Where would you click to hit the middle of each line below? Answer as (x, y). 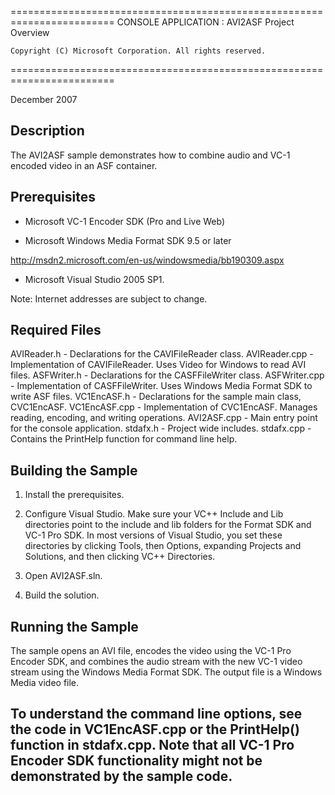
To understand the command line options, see (156, 714)
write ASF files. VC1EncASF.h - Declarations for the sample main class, (156, 397)
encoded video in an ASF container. (84, 165)
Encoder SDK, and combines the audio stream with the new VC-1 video (156, 662)
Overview (30, 32)
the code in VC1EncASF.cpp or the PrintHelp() (155, 729)
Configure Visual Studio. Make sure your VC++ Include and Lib (154, 514)
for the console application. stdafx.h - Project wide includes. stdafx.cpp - (161, 428)
